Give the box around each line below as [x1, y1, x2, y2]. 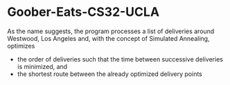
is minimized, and [17, 62, 68, 70]
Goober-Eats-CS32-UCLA [7, 4, 160, 20]
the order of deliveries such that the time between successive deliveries [17, 55, 224, 63]
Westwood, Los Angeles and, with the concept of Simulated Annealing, [7, 34, 210, 42]
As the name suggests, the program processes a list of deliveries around [7, 27, 215, 35]
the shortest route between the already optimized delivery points [17, 70, 203, 78]
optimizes [7, 41, 35, 50]
